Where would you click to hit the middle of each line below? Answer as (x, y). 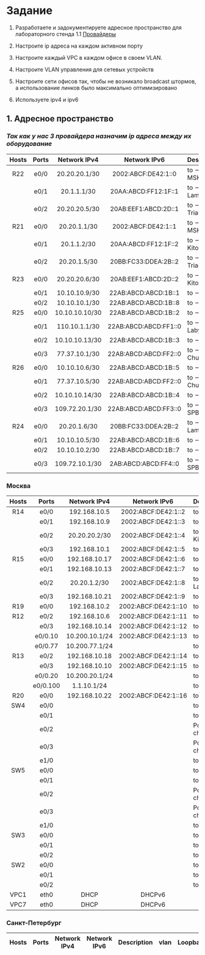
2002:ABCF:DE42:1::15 (153, 666)
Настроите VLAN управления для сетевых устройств (85, 69)
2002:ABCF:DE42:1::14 (153, 655)
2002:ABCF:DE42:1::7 (153, 569)
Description (135, 942)
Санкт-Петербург (34, 923)
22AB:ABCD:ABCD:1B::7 (144, 450)
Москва (19, 486)
